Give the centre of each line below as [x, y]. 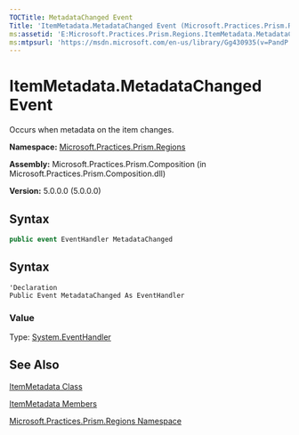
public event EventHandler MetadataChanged [91, 239]
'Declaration [33, 287]
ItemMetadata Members [53, 403]
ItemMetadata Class [46, 386]
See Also [34, 365]
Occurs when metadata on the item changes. [92, 130]
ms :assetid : [31, 34]
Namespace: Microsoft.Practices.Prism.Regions [97, 147]
